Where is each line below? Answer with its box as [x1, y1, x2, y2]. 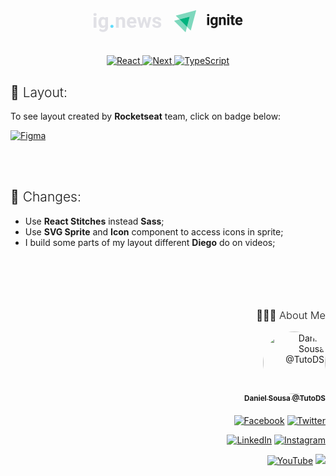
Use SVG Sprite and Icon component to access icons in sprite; [24, 225, 284, 238]
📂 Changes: [10, 189, 82, 206]
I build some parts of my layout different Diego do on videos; [24, 236, 276, 248]
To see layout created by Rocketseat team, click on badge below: [10, 110, 282, 122]
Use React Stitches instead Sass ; [24, 215, 165, 227]
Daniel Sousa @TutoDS [244, 394, 326, 404]
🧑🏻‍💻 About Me [256, 308, 326, 322]
